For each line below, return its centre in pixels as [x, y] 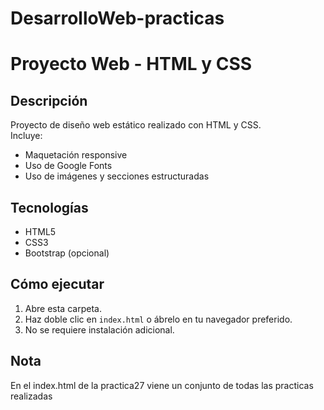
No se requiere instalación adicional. [99, 329]
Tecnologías [49, 207]
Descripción [49, 100]
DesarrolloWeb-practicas [117, 18]
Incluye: [26, 136]
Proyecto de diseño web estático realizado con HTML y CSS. [136, 125]
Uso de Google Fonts [68, 166]
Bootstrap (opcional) [67, 253]
